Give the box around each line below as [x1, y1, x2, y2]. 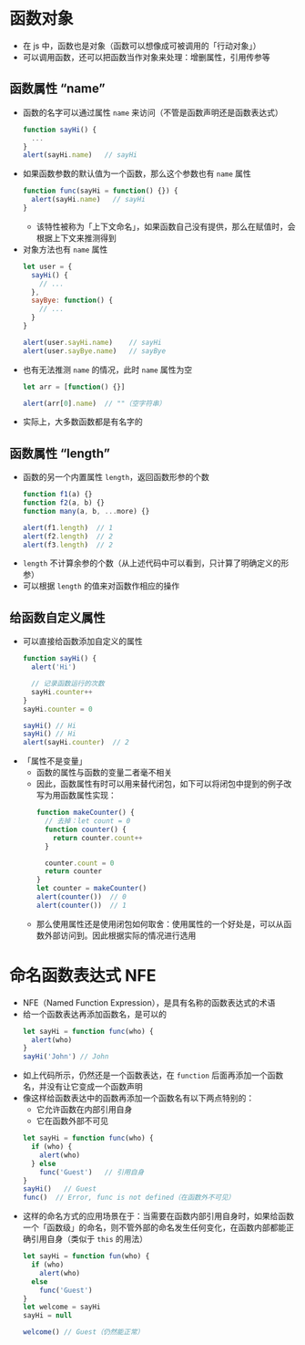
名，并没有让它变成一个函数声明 [22, 1081, 143, 1092]
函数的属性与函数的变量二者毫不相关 [36, 767, 173, 778]
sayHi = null [22, 1311, 73, 1320]
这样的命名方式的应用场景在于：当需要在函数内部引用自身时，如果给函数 [22, 1211, 294, 1222]
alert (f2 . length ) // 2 [22, 531, 114, 541]
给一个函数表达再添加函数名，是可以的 [22, 1008, 167, 1019]
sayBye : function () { [31, 296, 114, 306]
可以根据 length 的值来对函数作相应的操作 [22, 580, 180, 591]
